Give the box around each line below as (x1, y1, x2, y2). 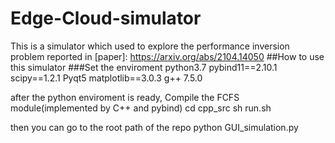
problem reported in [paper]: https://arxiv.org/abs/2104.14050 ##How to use (10, 50, 325, 62)
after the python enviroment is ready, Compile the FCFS (10, 91, 240, 103)
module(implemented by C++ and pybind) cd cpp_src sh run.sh (10, 102, 272, 114)
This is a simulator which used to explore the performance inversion (10, 40, 290, 52)
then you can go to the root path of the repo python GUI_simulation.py (10, 121, 299, 133)
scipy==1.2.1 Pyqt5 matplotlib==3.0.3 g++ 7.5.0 (10, 72, 203, 84)
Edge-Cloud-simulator (10, 7, 202, 30)
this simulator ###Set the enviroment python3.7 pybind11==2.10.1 (10, 61, 278, 73)
